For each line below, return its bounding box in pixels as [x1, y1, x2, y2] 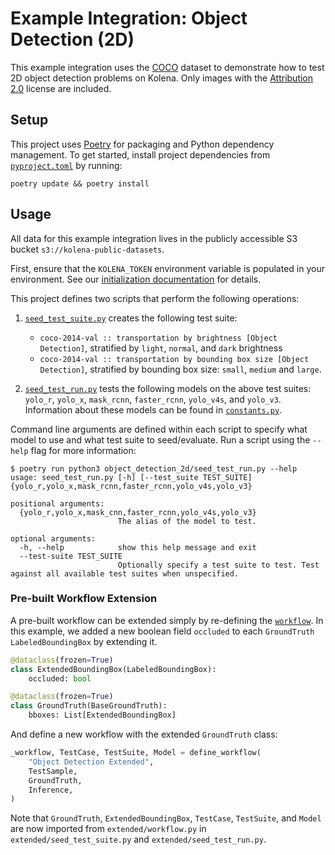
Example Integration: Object [10, 7, 248, 30]
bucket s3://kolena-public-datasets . [10, 243, 165, 255]
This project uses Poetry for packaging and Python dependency [10, 138, 275, 150]
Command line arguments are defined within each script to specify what [10, 423, 308, 435]
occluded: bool [28, 673, 92, 684]
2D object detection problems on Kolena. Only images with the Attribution [10, 72, 314, 84]
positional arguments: [10, 498, 105, 509]
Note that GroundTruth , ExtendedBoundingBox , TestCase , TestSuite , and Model [10, 812, 322, 824]
